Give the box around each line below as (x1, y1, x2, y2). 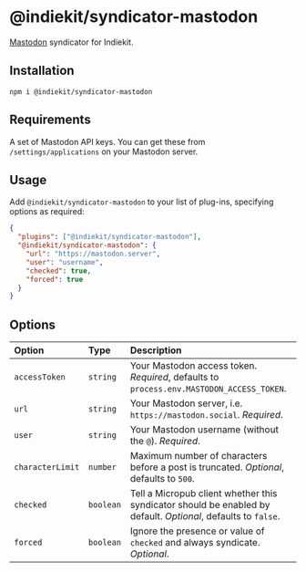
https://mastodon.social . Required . (129, 409, 284, 421)
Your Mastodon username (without (129, 423, 280, 436)
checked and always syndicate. (129, 536, 260, 549)
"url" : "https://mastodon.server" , (25, 249, 161, 258)
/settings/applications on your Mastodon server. (9, 146, 199, 157)
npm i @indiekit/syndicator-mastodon (9, 87, 153, 97)
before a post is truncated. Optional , (129, 461, 285, 473)
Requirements (9, 112, 91, 128)
